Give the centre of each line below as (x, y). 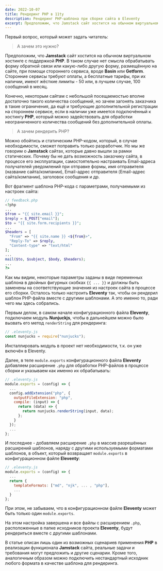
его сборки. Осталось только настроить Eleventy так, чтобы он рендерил (81, 293)
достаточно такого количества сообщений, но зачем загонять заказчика (81, 101)
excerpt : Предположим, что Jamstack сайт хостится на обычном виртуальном (82, 23)
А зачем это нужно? (38, 46)
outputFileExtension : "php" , (43, 398)
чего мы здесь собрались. (33, 303)
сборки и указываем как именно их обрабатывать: (58, 371)
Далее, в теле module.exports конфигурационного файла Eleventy (73, 360)
